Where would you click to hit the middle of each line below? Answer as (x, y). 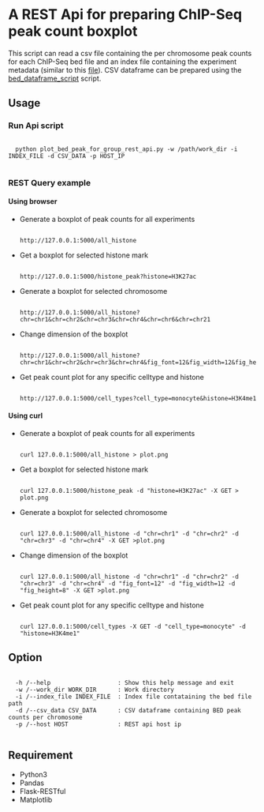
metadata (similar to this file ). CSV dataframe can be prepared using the (125, 70)
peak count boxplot (73, 31)
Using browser (33, 201)
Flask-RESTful (43, 791)
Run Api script (36, 126)
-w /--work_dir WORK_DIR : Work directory (95, 690)
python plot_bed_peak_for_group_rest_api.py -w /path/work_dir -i (126, 149)
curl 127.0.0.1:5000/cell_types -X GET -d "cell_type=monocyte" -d (132, 626)
